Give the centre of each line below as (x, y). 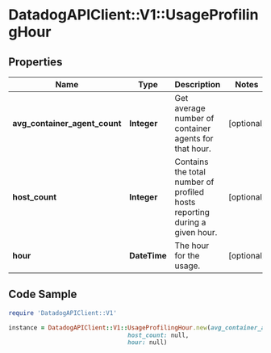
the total (190, 172)
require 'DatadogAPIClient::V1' (63, 313)
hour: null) (148, 342)
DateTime (148, 256)
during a (190, 222)
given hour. (196, 232)
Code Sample (43, 294)
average (190, 108)
